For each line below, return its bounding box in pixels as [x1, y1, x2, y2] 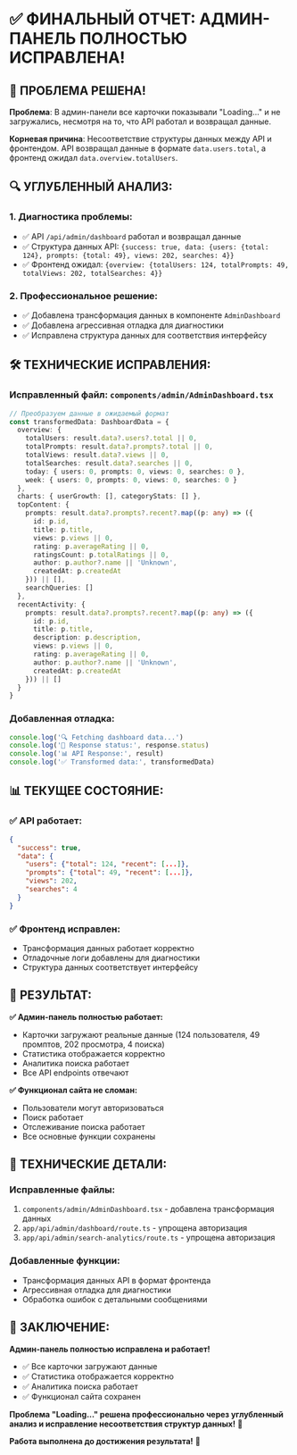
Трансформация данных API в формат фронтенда [21, 1275, 211, 1285]
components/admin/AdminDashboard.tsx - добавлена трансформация [21, 1204, 275, 1215]
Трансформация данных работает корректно [21, 942, 194, 953]
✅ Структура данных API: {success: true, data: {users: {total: [21, 241, 269, 252]
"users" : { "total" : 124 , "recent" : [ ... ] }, [25, 860, 190, 869]
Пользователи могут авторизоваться [21, 1102, 165, 1113]
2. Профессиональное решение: [9, 289, 159, 302]
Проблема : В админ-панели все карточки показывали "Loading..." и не [9, 107, 281, 117]
